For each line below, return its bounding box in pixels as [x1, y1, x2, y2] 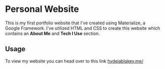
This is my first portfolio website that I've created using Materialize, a [5, 20, 146, 26]
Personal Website [5, 3, 79, 15]
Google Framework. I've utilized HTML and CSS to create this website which [5, 25, 161, 31]
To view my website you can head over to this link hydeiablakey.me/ [5, 58, 143, 64]
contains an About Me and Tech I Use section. [5, 30, 100, 36]
